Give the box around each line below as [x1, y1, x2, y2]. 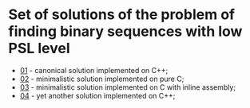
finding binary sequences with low [8, 22, 243, 40]
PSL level [8, 40, 70, 57]
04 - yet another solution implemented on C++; [19, 91, 176, 100]
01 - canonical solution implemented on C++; [19, 65, 169, 75]
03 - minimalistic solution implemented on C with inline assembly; [19, 82, 236, 92]
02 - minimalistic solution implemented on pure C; [19, 74, 185, 83]
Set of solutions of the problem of [8, 6, 236, 24]
